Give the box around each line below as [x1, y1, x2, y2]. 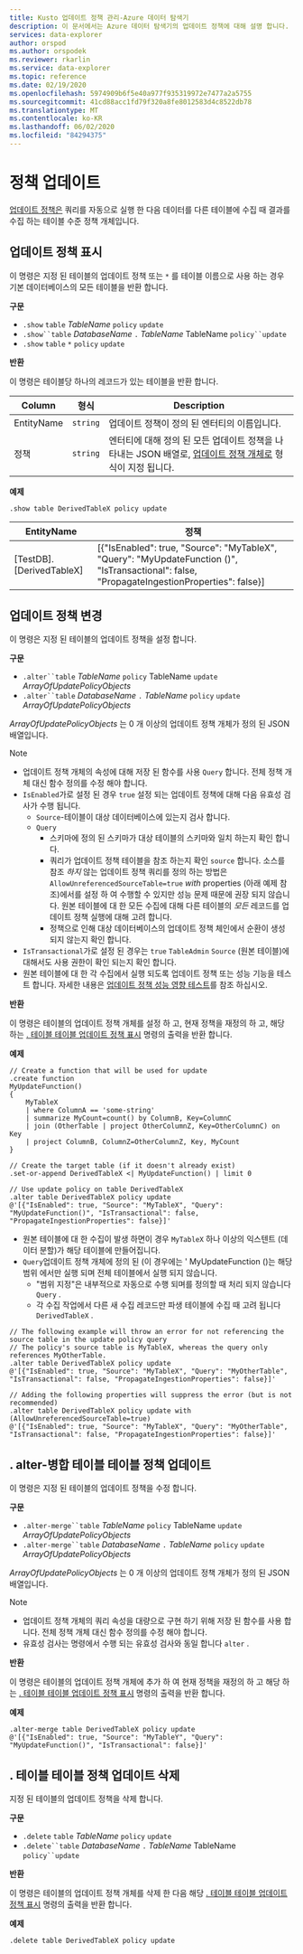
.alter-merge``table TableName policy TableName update [22, 1520, 243, 1531]
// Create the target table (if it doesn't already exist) [9, 1161, 236, 1170]
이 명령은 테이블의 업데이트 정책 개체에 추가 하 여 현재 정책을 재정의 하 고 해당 [9, 1677, 281, 1687]
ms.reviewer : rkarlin [9, 55, 91, 64]
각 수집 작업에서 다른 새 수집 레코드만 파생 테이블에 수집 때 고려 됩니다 [35, 1300, 281, 1310]
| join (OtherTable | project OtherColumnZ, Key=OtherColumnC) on [25, 1122, 280, 1131]
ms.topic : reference [9, 72, 87, 81]
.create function [9, 1075, 75, 1084]
